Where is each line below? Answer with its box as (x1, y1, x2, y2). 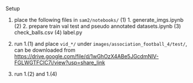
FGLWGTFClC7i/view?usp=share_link (14, 59, 106, 66)
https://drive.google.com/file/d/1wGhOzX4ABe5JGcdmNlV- (14, 53, 159, 59)
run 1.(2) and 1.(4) (14, 71, 57, 77)
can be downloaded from (14, 47, 76, 54)
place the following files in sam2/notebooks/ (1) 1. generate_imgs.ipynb (14, 16, 184, 23)
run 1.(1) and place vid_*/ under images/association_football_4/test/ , (14, 41, 187, 47)
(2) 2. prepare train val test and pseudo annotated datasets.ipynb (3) (14, 23, 181, 29)
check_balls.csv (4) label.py (14, 29, 83, 36)
